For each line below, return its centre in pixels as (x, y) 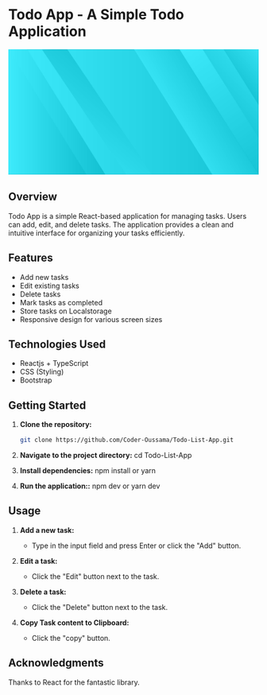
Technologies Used (57, 344)
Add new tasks (44, 277)
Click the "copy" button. (71, 638)
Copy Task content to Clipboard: (74, 623)
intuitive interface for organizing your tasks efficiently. (97, 233)
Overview (33, 197)
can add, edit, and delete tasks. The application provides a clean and (121, 224)
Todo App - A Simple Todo (96, 15)
